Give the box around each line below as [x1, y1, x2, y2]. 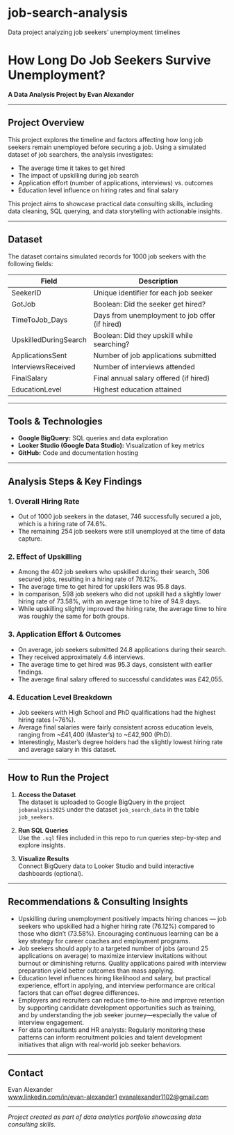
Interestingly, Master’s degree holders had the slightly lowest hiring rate [17, 737, 223, 746]
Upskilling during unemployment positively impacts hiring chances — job [17, 914, 226, 922]
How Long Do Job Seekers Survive [8, 52, 211, 68]
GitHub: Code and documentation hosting [17, 449, 138, 457]
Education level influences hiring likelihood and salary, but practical [17, 973, 211, 982]
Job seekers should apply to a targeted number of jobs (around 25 [17, 944, 209, 952]
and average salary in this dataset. [17, 745, 117, 753]
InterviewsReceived [11, 362, 76, 371]
